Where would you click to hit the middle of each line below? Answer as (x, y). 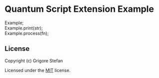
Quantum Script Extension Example (79, 9)
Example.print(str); (24, 28)
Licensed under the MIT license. (38, 70)
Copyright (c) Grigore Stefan (34, 61)
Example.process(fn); (27, 33)
